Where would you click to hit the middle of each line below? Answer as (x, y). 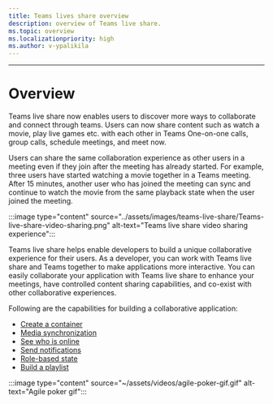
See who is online (50, 342)
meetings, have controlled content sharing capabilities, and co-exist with (130, 284)
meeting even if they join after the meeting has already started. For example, (136, 166)
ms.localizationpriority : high (61, 39)
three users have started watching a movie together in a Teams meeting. (130, 175)
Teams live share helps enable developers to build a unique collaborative (130, 250)
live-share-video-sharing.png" (60, 226)
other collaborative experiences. (63, 293)
